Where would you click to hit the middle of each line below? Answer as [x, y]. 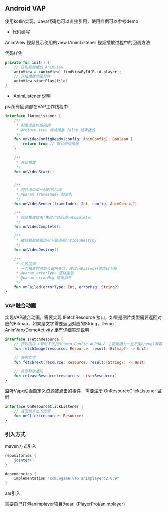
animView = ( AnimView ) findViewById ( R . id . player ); [68, 72]
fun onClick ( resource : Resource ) [49, 416]
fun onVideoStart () [34, 172]
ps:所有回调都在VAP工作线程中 [37, 107]
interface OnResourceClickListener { [44, 407]
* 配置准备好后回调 [33, 125]
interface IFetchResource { [34, 339]
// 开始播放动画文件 [32, 76]
